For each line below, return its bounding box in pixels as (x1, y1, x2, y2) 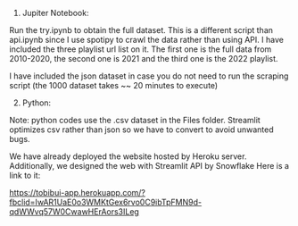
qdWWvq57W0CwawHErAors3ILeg (9, 206, 140, 217)
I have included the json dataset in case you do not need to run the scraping (9, 71, 289, 81)
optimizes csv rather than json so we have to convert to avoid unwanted (9, 124, 274, 135)
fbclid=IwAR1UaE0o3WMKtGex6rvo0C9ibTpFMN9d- (9, 197, 203, 207)
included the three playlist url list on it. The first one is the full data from (9, 44, 272, 54)
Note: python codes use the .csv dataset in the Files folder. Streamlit (9, 115, 261, 125)
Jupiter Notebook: (21, 8, 89, 18)
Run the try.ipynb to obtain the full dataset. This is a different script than (9, 25, 274, 35)
